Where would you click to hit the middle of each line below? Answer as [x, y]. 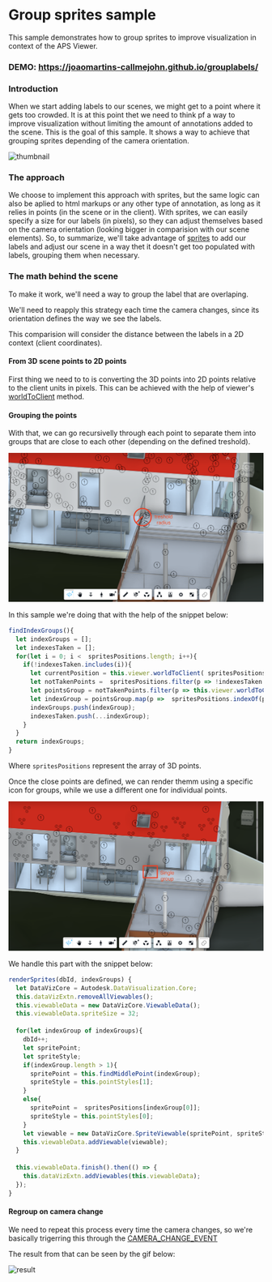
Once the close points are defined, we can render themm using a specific [131, 782]
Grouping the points [42, 415]
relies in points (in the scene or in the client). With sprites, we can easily [128, 212]
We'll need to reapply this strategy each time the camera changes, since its [134, 310]
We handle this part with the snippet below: [81, 964]
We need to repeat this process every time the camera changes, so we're [131, 1229]
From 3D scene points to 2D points [68, 361]
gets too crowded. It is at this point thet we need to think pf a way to [122, 115]
